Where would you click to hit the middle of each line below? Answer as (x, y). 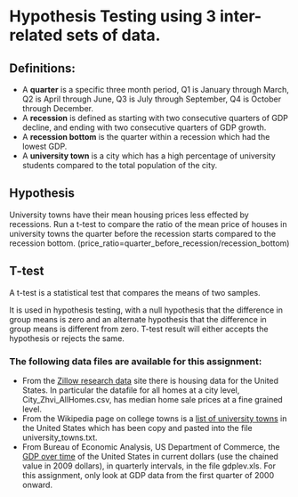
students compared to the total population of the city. (120, 165)
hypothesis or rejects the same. (67, 338)
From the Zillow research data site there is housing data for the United (150, 380)
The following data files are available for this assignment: (136, 361)
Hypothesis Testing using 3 (113, 16)
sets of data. (113, 35)
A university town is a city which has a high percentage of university (149, 156)
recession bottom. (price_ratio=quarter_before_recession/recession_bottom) (149, 243)
